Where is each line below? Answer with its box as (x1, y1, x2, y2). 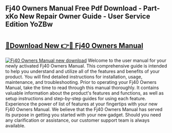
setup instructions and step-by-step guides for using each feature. (5, 96, 146, 101)
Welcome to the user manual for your (88, 57, 167, 63)
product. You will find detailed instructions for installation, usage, (5, 74, 143, 80)
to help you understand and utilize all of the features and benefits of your (5, 69, 160, 74)
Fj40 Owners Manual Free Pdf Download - (5, 4, 142, 13)
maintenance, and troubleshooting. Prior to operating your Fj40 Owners (5, 79, 157, 85)
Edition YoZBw (5, 20, 53, 29)
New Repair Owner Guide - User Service (20, 12, 150, 21)
